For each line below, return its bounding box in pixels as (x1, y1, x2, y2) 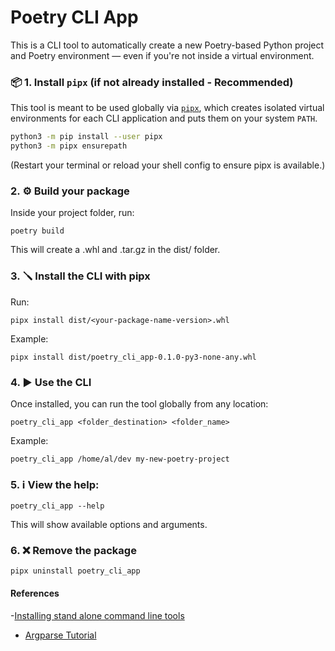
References (10, 587, 60, 600)
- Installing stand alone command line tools (10, 609, 185, 621)
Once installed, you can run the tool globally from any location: (10, 397, 269, 410)
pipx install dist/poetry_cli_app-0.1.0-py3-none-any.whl (10, 352, 257, 362)
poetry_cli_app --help (10, 501, 105, 511)
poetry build (10, 226, 65, 236)
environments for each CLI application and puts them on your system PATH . (10, 112, 318, 125)
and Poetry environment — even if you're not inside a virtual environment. (10, 49, 315, 61)
